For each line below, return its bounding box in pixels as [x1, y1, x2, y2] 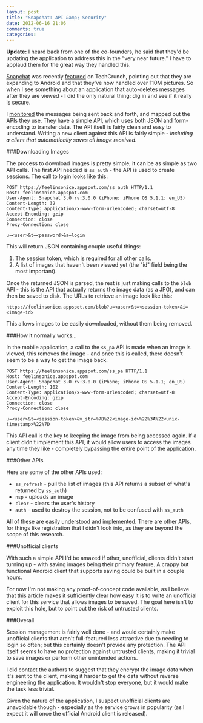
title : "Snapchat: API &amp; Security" [6, 15, 107, 21]
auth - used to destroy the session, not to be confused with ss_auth [15, 506, 184, 513]
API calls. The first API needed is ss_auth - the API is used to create [6, 166, 175, 174]
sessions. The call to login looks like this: [6, 173, 108, 180]
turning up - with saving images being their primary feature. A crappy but [6, 561, 189, 568]
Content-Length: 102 [6, 384, 59, 391]
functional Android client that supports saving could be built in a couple [6, 567, 185, 575]
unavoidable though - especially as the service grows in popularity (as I [6, 704, 185, 711]
